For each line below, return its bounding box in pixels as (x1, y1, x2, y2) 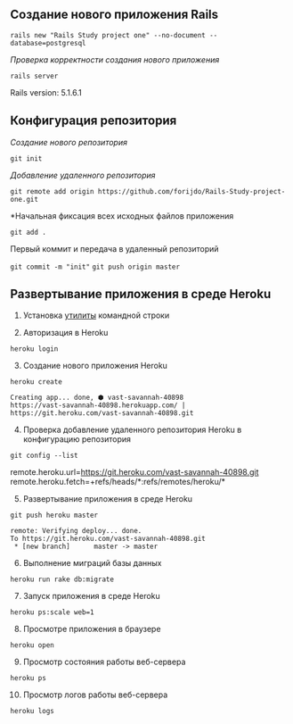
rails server (10, 71, 59, 80)
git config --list (10, 451, 78, 461)
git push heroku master (10, 511, 99, 520)
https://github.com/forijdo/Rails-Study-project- (97, 187, 286, 196)
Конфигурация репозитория (10, 113, 177, 129)
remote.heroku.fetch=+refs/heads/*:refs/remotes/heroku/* (10, 477, 226, 487)
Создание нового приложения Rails (10, 7, 219, 22)
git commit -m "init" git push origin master (10, 262, 181, 271)
